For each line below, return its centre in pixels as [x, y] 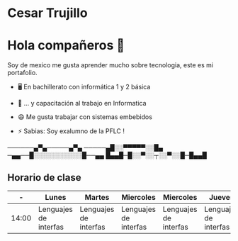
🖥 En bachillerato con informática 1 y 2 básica [84, 87]
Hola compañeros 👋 [66, 46]
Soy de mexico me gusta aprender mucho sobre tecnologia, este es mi [110, 65]
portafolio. [22, 73]
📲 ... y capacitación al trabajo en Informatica [82, 103]
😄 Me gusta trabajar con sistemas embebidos [85, 117]
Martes [97, 197]
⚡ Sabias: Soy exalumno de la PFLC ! [71, 131]
